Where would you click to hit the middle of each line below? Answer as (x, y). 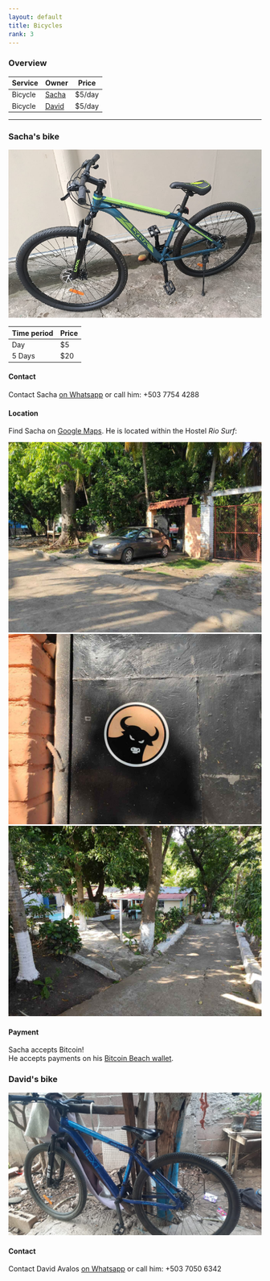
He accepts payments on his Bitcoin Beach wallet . (91, 1059)
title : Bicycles (35, 25)
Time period (33, 333)
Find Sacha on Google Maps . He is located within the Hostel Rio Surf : (123, 431)
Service (25, 83)
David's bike (33, 1080)
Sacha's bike (34, 137)
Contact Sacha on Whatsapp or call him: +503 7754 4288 (104, 395)
